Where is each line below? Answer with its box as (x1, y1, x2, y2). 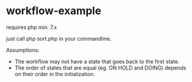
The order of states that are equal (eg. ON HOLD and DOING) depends (14, 64, 187, 71)
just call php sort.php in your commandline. (6, 35, 112, 42)
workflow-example (6, 4, 102, 18)
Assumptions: (6, 46, 40, 54)
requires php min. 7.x (6, 24, 57, 31)
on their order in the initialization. (14, 70, 95, 77)
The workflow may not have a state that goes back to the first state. (14, 58, 180, 65)
